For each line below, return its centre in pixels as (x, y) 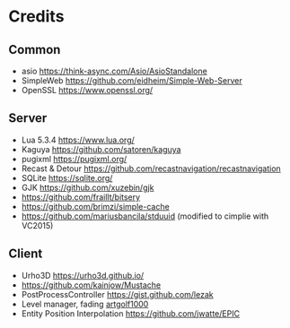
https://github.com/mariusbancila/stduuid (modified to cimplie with (145, 216)
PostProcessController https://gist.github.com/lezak (117, 294)
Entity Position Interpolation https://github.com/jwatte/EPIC (130, 313)
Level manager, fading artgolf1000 (85, 304)
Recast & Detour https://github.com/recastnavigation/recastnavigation (151, 168)
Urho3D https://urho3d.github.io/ (83, 275)
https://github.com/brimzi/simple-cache (95, 206)
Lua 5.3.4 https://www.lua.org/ (78, 140)
